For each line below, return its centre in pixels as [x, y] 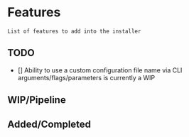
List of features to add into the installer [74, 31]
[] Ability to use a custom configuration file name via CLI [100, 70]
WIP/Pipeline [37, 100]
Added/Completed [49, 124]
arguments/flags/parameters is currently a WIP [86, 77]
